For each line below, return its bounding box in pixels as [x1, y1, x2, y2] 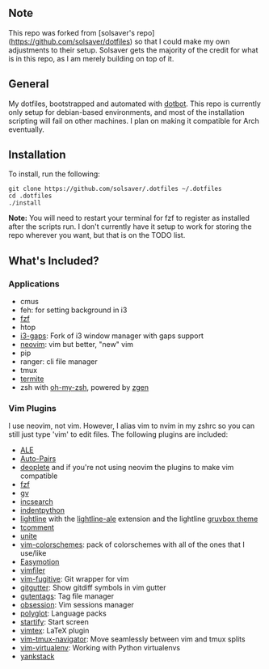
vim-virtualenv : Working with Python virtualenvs [19, 643, 180, 653]
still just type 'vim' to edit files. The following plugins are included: [8, 430, 229, 439]
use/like [19, 548, 47, 558]
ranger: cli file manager [19, 357, 99, 366]
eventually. [8, 125, 44, 134]
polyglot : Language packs [19, 608, 107, 618]
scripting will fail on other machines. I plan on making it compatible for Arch [8, 116, 260, 125]
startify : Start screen [19, 617, 89, 627]
